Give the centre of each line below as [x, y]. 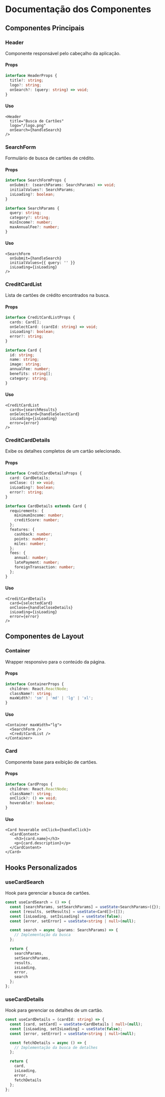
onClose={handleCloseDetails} [41, 607]
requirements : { [27, 511]
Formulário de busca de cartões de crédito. [50, 158]
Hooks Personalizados [41, 868]
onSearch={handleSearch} [36, 130]
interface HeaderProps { [31, 76]
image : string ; [26, 364]
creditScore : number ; [37, 520]
